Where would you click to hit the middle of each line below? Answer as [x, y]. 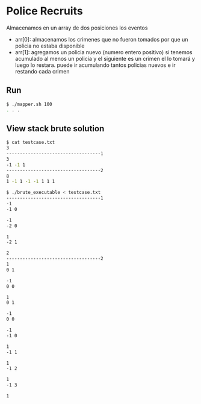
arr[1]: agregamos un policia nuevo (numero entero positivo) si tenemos [104, 52]
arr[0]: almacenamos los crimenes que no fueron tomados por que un [101, 39]
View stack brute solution [55, 129]
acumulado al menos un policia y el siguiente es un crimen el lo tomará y [105, 58]
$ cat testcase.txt [31, 143]
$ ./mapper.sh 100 [29, 104]
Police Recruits [45, 11]
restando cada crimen [42, 71]
